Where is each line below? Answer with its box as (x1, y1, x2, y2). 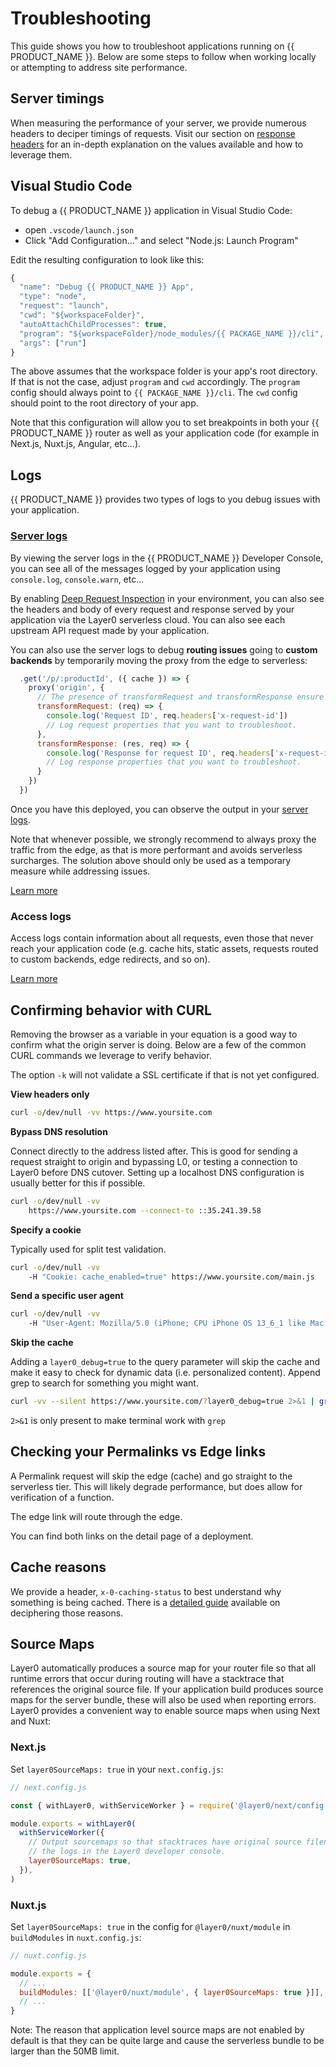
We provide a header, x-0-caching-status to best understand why (10, 1585, 282, 1597)
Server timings (10, 90, 105, 107)
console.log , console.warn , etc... (10, 573, 145, 585)
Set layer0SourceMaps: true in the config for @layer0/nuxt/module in (10, 1920, 291, 1932)
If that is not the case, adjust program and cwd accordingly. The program (10, 376, 300, 388)
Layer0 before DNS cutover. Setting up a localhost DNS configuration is (10, 1166, 305, 1178)
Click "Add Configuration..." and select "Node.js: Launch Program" (24, 234, 299, 246)
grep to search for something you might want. (10, 1377, 199, 1389)
